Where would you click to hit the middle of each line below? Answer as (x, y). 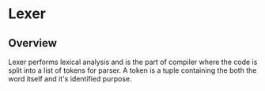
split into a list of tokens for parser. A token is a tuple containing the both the (132, 70)
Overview (33, 43)
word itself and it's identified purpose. (70, 79)
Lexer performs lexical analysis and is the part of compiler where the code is (133, 62)
